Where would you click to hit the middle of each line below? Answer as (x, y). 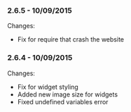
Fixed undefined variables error (63, 101)
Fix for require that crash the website (71, 39)
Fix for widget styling (48, 87)
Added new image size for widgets (67, 94)
